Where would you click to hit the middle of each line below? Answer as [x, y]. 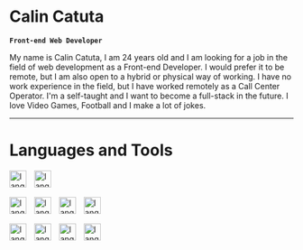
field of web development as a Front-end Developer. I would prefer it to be [147, 67]
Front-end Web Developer [56, 41]
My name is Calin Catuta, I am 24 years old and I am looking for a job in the [149, 57]
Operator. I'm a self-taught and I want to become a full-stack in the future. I [149, 96]
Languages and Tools [91, 150]
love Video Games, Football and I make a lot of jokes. [108, 105]
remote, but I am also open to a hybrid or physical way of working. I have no [150, 76]
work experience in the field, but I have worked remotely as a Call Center [145, 86]
